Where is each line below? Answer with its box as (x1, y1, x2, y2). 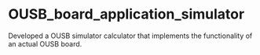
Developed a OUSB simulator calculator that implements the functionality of (8, 31, 253, 40)
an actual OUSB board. (8, 39, 82, 48)
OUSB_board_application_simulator (8, 5, 245, 23)
